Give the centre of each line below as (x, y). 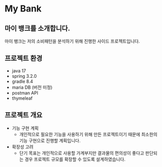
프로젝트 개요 (24, 115)
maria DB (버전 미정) (32, 87)
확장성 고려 (23, 147)
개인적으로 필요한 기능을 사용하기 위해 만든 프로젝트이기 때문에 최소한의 (88, 134)
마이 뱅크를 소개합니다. (38, 28)
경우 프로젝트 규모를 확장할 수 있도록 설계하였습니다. (75, 159)
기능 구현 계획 (25, 128)
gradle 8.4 (22, 81)
